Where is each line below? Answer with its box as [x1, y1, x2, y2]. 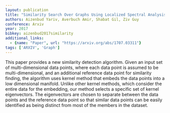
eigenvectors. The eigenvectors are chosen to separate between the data [5, 91, 158, 97]
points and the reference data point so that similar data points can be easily [5, 97, 163, 103]
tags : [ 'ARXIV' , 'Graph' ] [5, 45, 60, 50]
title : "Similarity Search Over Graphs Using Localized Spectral [5, 12, 146, 17]
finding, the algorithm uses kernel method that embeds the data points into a [5, 75, 165, 81]
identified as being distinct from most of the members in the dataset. [5, 102, 148, 108]
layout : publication [5, 7, 49, 13]
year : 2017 [5, 26, 28, 31]
